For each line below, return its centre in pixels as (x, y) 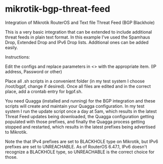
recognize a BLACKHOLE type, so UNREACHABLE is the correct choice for (80, 152)
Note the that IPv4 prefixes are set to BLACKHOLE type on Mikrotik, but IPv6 (81, 141)
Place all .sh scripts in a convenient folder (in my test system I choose (75, 81)
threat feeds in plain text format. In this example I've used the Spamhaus (78, 37)
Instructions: (18, 57)
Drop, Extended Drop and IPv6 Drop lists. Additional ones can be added (77, 42)
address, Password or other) (34, 71)
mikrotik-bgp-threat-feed (58, 9)
